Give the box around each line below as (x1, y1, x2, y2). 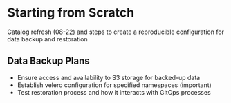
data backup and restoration (7, 35, 88, 43)
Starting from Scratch (7, 5, 135, 21)
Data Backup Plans (7, 55, 90, 67)
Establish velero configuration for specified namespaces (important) (17, 81, 212, 89)
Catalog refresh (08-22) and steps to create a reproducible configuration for (7, 28, 225, 36)
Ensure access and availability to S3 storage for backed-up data (17, 73, 201, 82)
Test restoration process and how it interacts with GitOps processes (17, 88, 211, 96)
